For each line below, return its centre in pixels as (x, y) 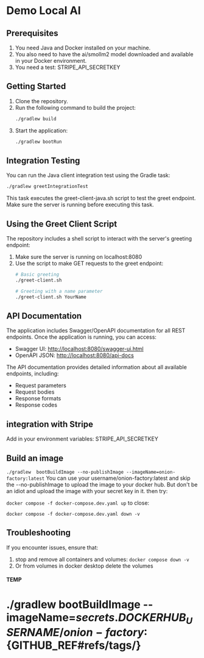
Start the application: (41, 130)
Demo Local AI (44, 11)
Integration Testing (43, 160)
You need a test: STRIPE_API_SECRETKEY (68, 67)
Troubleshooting (39, 533)
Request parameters (41, 386)
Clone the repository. (41, 101)
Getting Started (36, 86)
